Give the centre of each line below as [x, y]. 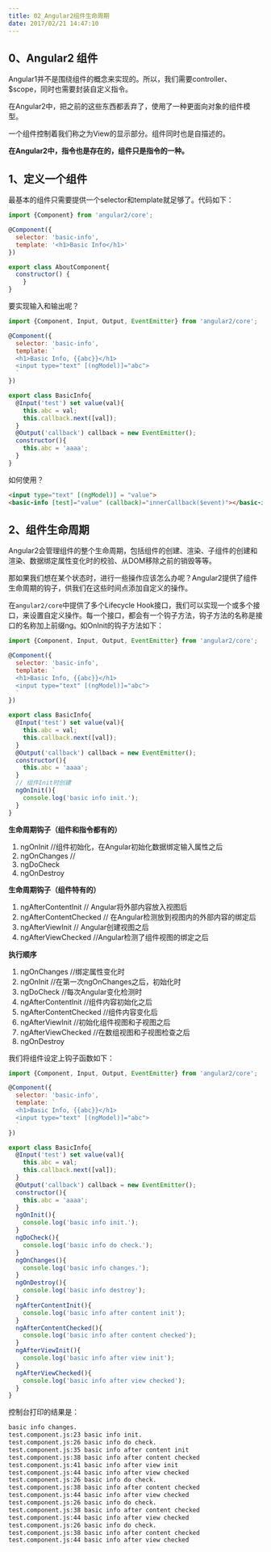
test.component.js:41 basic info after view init [94, 1465]
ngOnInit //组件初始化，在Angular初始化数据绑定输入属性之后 [121, 847]
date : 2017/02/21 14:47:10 [54, 23]
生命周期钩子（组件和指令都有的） [65, 829]
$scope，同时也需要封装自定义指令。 [71, 89]
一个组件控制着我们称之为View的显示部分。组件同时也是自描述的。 [119, 133]
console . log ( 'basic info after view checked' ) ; [104, 1381]
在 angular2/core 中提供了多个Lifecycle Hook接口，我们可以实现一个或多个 [131, 605]
